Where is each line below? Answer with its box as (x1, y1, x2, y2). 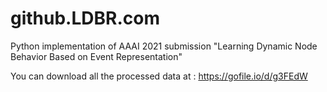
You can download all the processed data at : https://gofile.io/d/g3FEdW (10, 70, 308, 82)
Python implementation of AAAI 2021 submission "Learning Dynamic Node (10, 40, 318, 52)
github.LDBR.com (10, 7, 160, 30)
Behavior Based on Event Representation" (10, 50, 183, 62)
